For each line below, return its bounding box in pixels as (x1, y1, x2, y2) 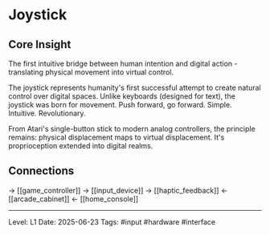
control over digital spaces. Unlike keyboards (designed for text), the (8, 91, 235, 101)
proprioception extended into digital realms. (8, 141, 153, 150)
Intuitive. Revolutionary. (8, 108, 86, 118)
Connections (8, 164, 75, 178)
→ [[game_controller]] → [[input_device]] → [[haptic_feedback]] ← (8, 185, 228, 195)
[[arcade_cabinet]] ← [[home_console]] (8, 194, 139, 204)
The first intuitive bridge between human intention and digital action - (8, 59, 238, 68)
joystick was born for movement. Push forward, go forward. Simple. (8, 100, 232, 109)
